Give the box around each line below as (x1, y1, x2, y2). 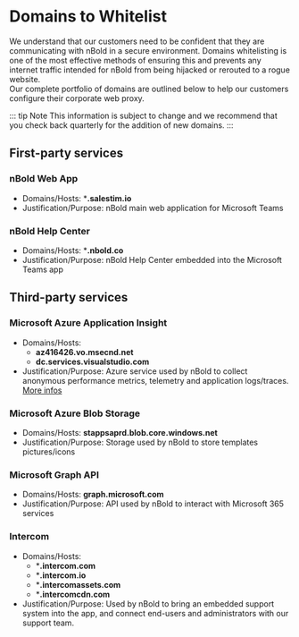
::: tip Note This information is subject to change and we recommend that (9, 110, 278, 121)
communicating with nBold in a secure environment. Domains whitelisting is (9, 45, 287, 55)
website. (9, 73, 41, 84)
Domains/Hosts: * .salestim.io (21, 192, 132, 203)
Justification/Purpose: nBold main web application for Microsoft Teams (21, 202, 284, 213)
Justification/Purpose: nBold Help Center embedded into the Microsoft (21, 254, 283, 265)
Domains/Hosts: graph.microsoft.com (21, 489, 164, 500)
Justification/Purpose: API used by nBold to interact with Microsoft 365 (21, 498, 284, 509)
